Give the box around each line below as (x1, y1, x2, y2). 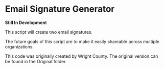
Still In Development (5, 20, 47, 25)
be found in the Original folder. (5, 58, 67, 64)
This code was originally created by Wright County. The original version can (5, 53, 158, 59)
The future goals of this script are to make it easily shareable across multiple (5, 38, 160, 45)
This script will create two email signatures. (5, 29, 93, 35)
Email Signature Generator (5, 3, 115, 15)
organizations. (5, 44, 34, 49)
